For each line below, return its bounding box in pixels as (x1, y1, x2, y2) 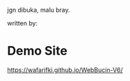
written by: (7, 19, 38, 27)
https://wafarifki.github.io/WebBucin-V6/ (7, 65, 123, 74)
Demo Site (7, 43, 68, 59)
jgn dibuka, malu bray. (7, 6, 71, 14)
